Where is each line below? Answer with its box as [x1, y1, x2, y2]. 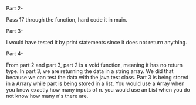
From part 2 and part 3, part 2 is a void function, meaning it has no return [6, 61, 183, 68]
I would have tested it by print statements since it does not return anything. [6, 39, 187, 45]
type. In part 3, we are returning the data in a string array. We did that [6, 68, 174, 75]
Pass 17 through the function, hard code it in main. [6, 16, 127, 23]
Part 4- [6, 50, 23, 57]
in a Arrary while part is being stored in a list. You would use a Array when [6, 80, 185, 87]
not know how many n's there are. [6, 93, 89, 99]
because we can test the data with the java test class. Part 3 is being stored [6, 74, 189, 80]
